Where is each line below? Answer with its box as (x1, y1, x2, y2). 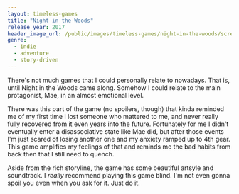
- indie (14, 43, 37, 50)
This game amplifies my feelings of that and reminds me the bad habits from (7, 142, 231, 151)
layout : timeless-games (7, 10, 78, 18)
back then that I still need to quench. (7, 149, 115, 158)
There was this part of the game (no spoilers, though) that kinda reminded (7, 104, 225, 113)
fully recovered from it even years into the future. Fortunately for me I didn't (7, 120, 229, 128)
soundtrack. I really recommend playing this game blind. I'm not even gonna (7, 171, 230, 179)
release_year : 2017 (7, 23, 65, 30)
